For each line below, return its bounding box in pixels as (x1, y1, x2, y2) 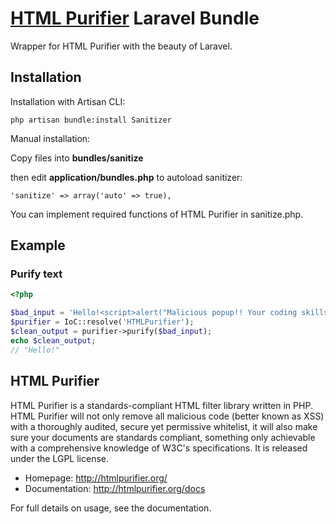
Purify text (10, 267, 63, 281)
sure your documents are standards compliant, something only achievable (10, 431, 316, 443)
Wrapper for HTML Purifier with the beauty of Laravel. (10, 40, 233, 52)
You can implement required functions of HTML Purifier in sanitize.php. (10, 208, 304, 220)
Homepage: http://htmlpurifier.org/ (24, 472, 168, 484)
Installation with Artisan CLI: (10, 95, 126, 107)
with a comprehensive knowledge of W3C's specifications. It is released (10, 442, 308, 454)
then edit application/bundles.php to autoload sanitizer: (10, 171, 243, 183)
